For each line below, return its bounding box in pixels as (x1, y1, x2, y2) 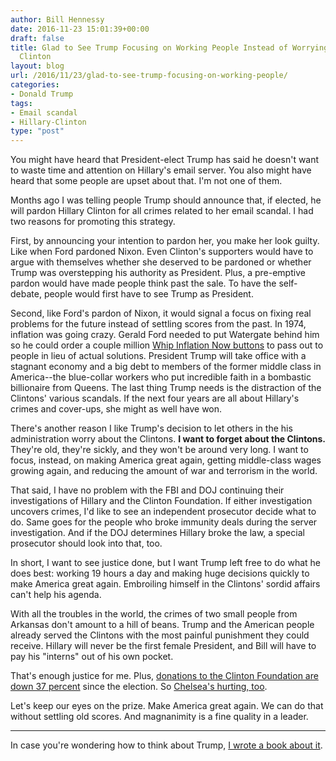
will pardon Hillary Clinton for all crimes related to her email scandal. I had (10, 205, 314, 217)
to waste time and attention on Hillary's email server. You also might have (10, 164, 312, 176)
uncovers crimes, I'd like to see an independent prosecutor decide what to (10, 506, 317, 518)
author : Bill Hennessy (10, 14, 105, 25)
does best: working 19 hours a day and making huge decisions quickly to (10, 567, 310, 580)
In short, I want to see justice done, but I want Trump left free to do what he (10, 557, 322, 569)
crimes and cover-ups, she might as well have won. (10, 403, 223, 415)
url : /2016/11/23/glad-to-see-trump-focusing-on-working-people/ (10, 71, 288, 81)
